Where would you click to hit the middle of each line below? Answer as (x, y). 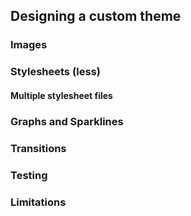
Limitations (38, 202)
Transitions (38, 148)
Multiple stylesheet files (61, 95)
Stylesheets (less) (56, 72)
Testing (29, 175)
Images (29, 45)
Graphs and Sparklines (67, 121)
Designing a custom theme (96, 16)
